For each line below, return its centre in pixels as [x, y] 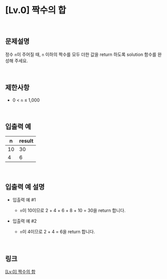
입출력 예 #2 [24, 221]
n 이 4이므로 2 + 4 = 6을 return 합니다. [57, 232]
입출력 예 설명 [25, 187]
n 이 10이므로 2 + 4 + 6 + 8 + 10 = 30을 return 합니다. [73, 210]
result [26, 141]
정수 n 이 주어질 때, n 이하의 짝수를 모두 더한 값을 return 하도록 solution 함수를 [81, 54]
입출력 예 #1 [24, 200]
